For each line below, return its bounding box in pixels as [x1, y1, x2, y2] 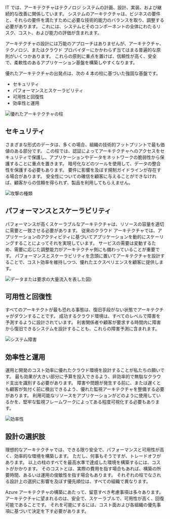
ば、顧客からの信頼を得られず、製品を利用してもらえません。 [5, 179, 133, 186]
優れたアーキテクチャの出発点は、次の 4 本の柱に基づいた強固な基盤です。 [5, 70, 161, 76]
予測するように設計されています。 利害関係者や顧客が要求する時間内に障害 [5, 319, 161, 325]
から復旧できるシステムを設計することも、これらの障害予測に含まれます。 [5, 326, 160, 332]
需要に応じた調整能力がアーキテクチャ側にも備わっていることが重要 [14, 246, 156, 252]
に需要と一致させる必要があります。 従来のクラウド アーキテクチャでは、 [5, 227, 158, 233]
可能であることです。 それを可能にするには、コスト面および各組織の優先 [5, 502, 157, 508]
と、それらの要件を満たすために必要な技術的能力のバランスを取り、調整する [5, 17, 164, 23]
